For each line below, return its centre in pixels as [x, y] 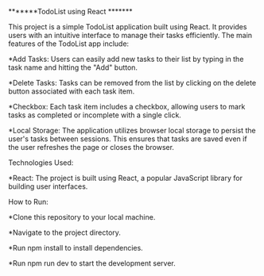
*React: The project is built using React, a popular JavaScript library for [125, 178]
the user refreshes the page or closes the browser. [91, 147]
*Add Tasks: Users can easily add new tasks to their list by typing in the [126, 59]
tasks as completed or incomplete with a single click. [95, 115]
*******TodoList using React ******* [70, 11]
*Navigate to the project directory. [65, 232]
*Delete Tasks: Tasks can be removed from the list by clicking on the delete [132, 83]
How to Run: [29, 202]
